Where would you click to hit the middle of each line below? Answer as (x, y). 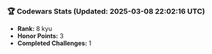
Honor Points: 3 (40, 36)
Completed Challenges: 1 (54, 43)
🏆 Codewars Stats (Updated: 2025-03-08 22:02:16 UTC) (106, 11)
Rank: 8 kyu (34, 29)
